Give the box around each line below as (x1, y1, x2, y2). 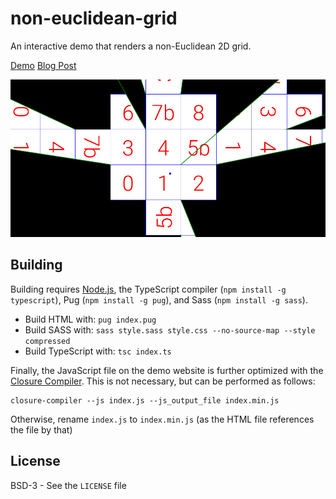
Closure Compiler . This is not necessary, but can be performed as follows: (10, 375, 316, 387)
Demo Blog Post (10, 59, 77, 71)
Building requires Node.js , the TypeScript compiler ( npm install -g (10, 283, 287, 295)
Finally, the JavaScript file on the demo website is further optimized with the (10, 364, 324, 376)
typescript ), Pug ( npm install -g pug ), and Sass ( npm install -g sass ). (10, 293, 308, 306)
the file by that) (10, 423, 73, 436)
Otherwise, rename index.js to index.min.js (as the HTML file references (10, 413, 315, 425)
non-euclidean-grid (10, 7, 178, 30)
